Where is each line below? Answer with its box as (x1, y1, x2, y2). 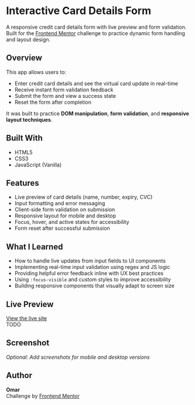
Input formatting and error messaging (14, 200, 105, 207)
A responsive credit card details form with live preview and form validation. (6, 23, 187, 30)
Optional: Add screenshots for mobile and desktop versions (6, 353, 150, 360)
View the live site (6, 315, 47, 322)
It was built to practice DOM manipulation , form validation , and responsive (6, 110, 189, 117)
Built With (6, 133, 43, 143)
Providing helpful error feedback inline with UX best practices (14, 270, 164, 277)
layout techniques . (6, 116, 53, 123)
